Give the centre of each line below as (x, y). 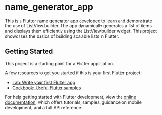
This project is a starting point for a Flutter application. (60, 63)
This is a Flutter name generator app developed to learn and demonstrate (79, 21)
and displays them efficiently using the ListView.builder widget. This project (81, 31)
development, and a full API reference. (44, 107)
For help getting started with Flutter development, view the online (71, 97)
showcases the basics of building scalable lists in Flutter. (62, 36)
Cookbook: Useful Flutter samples (46, 88)
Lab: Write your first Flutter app (44, 82)
